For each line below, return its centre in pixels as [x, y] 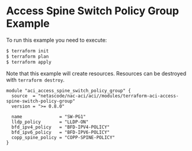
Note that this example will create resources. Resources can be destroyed [96, 73]
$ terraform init [28, 51]
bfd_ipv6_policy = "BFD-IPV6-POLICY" [61, 132]
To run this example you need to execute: [57, 40]
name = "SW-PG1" [49, 117]
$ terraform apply [29, 62]
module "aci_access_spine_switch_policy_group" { [69, 90]
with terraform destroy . [36, 80]
